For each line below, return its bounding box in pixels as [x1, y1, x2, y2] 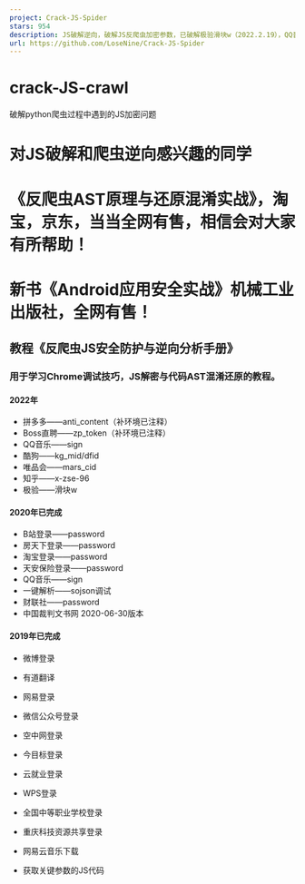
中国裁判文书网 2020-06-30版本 [22, 608, 144, 619]
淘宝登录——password [22, 551, 108, 563]
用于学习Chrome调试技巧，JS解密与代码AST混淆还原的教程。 [9, 370, 280, 383]
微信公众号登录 [22, 710, 79, 722]
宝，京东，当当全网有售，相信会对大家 [9, 211, 297, 232]
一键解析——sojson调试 [22, 585, 112, 596]
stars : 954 [9, 22, 51, 31]
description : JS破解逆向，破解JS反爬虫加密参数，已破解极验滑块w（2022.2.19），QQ [9, 30, 293, 39]
